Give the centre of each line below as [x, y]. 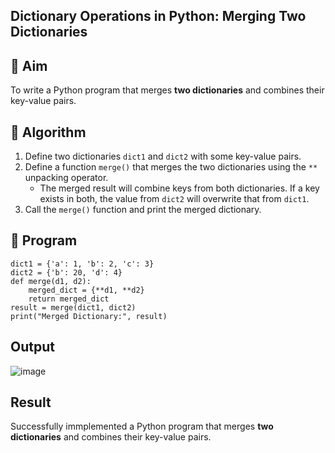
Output [32, 347]
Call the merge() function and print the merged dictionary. [143, 210]
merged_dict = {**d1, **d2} [86, 290]
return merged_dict [69, 299]
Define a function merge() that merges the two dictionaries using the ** [171, 167]
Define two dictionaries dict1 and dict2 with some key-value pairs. [163, 156]
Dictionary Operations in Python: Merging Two [158, 16]
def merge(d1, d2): [51, 281]
